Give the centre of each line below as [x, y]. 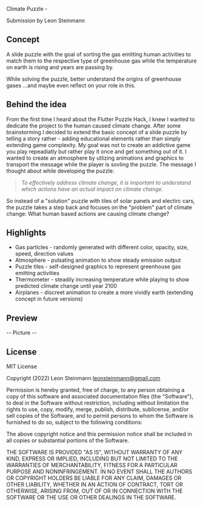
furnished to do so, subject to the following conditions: [74, 422]
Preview [22, 318]
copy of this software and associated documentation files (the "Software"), [100, 397]
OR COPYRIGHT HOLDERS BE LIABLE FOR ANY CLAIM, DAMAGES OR [94, 478]
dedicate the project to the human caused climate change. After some [94, 125]
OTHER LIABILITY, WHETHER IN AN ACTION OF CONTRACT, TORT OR [95, 485]
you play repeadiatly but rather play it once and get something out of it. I [96, 151]
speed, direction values [44, 254]
